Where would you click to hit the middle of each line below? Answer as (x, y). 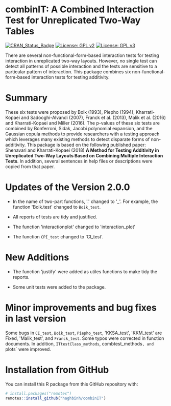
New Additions (37, 257)
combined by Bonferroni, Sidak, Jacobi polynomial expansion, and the (79, 128)
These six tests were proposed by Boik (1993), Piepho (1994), (70, 112)
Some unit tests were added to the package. (59, 287)
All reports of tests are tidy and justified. (55, 217)
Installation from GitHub (57, 370)
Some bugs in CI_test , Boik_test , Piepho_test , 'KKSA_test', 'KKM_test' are (84, 333)
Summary (26, 98)
